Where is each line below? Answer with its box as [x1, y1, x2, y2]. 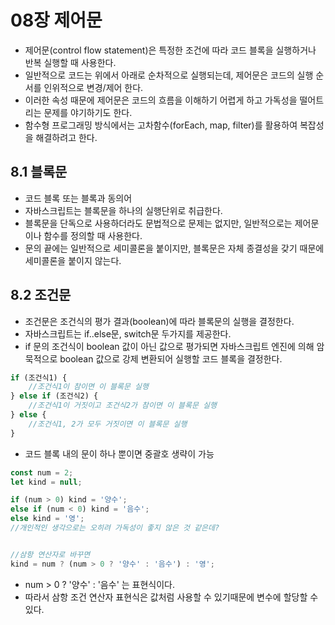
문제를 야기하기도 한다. [43, 106, 133, 118]
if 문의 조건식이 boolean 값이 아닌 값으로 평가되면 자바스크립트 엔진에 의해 [24, 340, 315, 352]
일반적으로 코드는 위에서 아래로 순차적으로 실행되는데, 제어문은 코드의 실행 [24, 69, 314, 81]
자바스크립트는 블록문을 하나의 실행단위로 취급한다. [24, 204, 223, 216]
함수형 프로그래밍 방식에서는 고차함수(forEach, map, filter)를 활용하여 [24, 119, 298, 131]
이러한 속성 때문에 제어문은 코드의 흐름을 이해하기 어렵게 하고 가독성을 [24, 94, 298, 106]
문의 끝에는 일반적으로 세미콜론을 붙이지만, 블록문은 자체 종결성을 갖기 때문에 [24, 242, 325, 254]
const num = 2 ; [10, 467, 74, 478]
